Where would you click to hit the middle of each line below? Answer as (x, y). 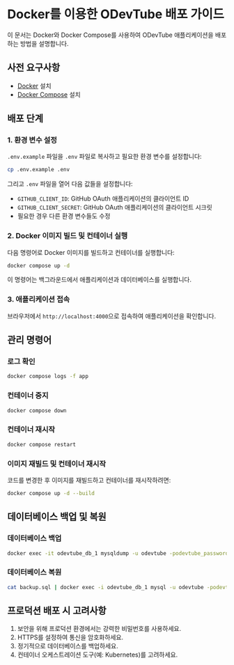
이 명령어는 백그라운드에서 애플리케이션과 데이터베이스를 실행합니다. (99, 280)
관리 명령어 (30, 340)
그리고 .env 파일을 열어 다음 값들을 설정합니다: (70, 184)
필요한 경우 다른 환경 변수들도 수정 (64, 216)
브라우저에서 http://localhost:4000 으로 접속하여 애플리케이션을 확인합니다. (112, 316)
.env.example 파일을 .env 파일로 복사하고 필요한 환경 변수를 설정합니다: (104, 157)
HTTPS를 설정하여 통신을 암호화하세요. (70, 637)
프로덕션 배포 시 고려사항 (57, 610)
